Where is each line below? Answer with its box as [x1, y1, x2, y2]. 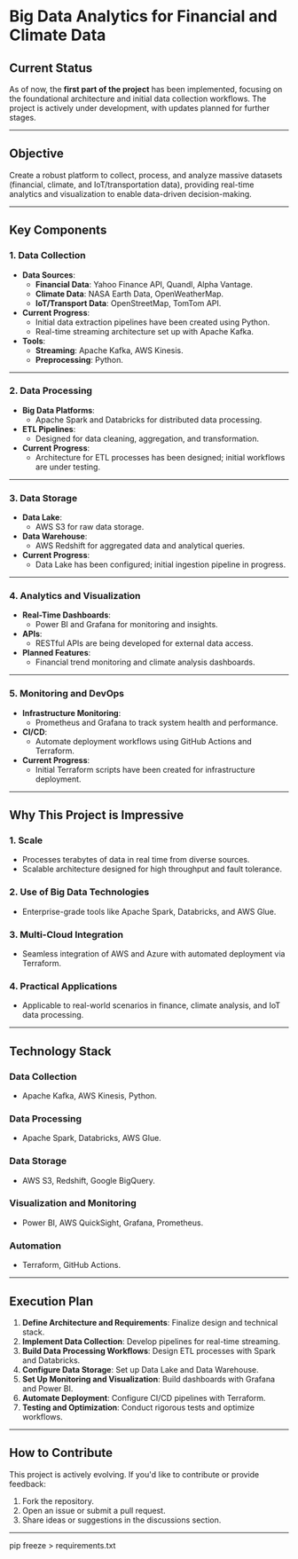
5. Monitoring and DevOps [9, 688, 124, 700]
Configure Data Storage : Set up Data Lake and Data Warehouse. [21, 1364, 259, 1374]
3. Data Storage [9, 492, 78, 504]
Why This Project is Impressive [9, 807, 184, 823]
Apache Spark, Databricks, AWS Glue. [21, 1133, 161, 1144]
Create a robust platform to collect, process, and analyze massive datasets [9, 169, 283, 180]
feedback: [9, 1478, 46, 1489]
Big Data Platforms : [21, 405, 95, 415]
